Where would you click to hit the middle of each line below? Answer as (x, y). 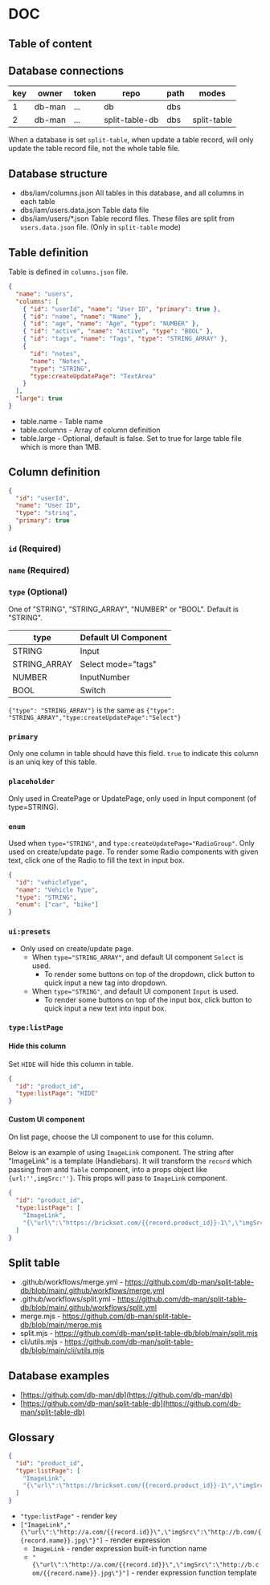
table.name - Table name (61, 421)
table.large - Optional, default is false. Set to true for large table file (131, 438)
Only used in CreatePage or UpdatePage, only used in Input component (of (133, 798)
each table (37, 202)
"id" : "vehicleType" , (52, 882)
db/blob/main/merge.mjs (61, 1325)
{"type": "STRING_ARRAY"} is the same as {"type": (92, 710)
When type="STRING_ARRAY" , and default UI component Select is (137, 957)
